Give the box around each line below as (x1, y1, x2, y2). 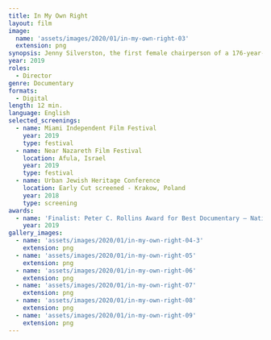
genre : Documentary (8, 79, 74, 87)
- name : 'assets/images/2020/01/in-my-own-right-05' (15, 251, 197, 259)
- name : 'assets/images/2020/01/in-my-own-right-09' (15, 311, 197, 319)
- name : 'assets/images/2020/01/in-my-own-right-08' (15, 296, 197, 305)
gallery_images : (8, 229, 63, 238)
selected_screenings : (8, 117, 81, 125)
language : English (8, 110, 70, 118)
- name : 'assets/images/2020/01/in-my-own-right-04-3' (15, 237, 204, 245)
